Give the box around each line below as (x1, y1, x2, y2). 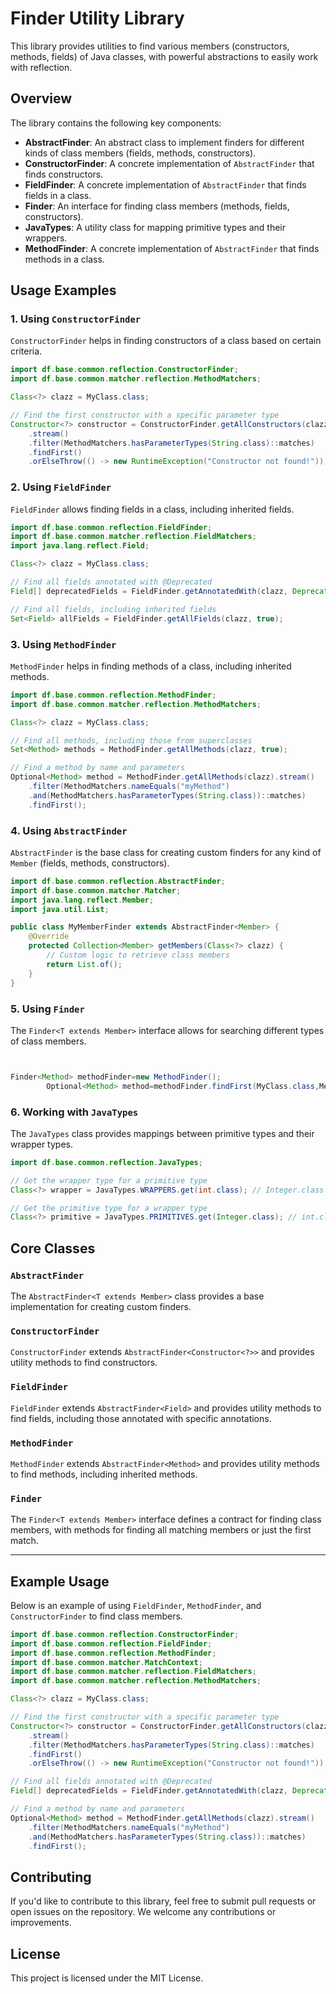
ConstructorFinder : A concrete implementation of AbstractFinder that (24, 157, 315, 169)
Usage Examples (10, 282, 117, 299)
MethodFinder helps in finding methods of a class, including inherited (10, 660, 292, 672)
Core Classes (10, 1240, 96, 1257)
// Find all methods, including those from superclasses (10, 735, 253, 746)
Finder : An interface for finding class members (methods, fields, (24, 200, 290, 212)
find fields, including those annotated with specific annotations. (10, 1412, 272, 1424)
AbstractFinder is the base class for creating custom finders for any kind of (10, 846, 322, 858)
